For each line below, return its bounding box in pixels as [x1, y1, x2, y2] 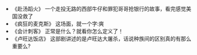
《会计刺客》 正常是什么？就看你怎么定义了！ [11, 27, 124, 35]
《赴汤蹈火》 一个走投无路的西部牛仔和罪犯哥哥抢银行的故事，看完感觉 [11, 5, 186, 12]
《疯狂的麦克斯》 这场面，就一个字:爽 [11, 20, 104, 27]
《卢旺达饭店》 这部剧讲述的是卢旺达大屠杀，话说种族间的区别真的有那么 [11, 35, 192, 42]
